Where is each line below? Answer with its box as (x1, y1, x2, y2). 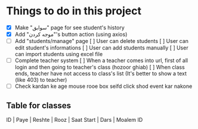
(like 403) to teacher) (14, 76, 67, 84)
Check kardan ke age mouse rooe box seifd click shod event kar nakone (14, 82, 193, 90)
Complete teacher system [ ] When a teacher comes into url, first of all (14, 57, 188, 64)
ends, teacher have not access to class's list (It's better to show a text (14, 70, 187, 77)
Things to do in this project (6, 4, 142, 18)
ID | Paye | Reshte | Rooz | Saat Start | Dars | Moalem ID (6, 116, 143, 124)
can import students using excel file (14, 51, 103, 58)
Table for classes (6, 100, 72, 110)
